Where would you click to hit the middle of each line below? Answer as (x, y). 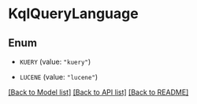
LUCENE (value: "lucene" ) (59, 77)
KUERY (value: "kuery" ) (55, 61)
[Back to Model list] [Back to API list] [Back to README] (98, 92)
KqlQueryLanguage (74, 14)
